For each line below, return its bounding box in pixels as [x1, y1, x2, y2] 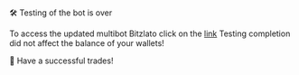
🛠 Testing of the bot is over [9, 7, 113, 18]
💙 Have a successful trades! [9, 55, 114, 66]
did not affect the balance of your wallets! [9, 38, 164, 48]
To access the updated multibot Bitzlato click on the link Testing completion [9, 28, 291, 39]
